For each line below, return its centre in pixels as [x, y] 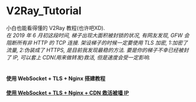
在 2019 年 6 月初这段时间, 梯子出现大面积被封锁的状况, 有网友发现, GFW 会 [98, 35]
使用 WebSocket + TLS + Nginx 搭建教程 [56, 78]
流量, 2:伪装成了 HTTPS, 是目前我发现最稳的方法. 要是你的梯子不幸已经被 [95, 50]
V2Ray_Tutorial [44, 11]
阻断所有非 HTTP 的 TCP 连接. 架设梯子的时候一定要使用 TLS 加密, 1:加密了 [97, 42]
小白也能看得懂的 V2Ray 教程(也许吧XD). [56, 28]
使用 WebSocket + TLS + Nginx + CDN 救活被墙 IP [68, 93]
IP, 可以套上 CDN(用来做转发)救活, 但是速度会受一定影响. [82, 57]
